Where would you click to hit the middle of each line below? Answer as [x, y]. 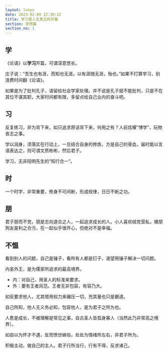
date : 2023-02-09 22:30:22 [33, 15]
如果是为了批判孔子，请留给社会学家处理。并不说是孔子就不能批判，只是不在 [84, 90]
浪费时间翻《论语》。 [26, 80]
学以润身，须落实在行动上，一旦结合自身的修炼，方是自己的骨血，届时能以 [82, 144]
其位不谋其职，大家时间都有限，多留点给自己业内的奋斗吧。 [66, 97]
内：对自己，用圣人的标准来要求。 [47, 280]
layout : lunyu [20, 10]
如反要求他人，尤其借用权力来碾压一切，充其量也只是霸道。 [66, 297]
